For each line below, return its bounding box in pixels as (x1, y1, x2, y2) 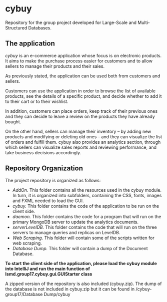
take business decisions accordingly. (5, 149, 81, 155)
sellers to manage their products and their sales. (5, 63, 105, 69)
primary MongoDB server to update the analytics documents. (12, 219, 139, 225)
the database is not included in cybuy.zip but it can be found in (5, 286, 135, 292)
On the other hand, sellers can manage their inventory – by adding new (5, 128, 151, 134)
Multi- (137, 19, 150, 25)
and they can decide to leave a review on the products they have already (5, 113, 155, 119)
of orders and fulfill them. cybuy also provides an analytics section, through (5, 139, 161, 145)
